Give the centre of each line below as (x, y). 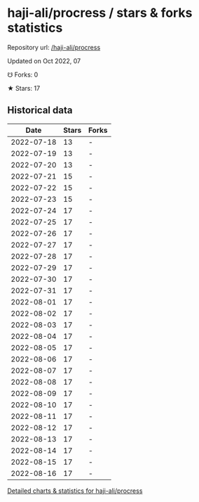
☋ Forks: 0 (23, 75)
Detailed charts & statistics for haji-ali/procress (75, 491)
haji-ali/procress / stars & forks (100, 13)
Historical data (40, 110)
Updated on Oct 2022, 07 (44, 60)
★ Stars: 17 (24, 88)
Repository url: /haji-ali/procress (54, 47)
